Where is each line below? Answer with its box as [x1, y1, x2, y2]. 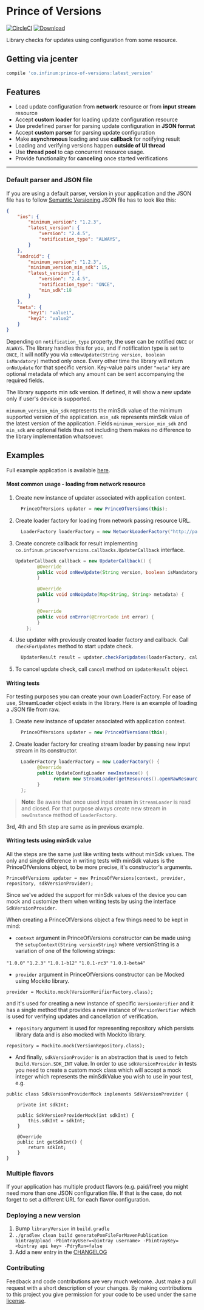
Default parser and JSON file [6, 175, 93, 184]
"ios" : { [17, 213, 39, 220]
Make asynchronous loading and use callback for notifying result [15, 135, 180, 143]
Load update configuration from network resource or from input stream [15, 103, 196, 110]
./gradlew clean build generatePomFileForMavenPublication [15, 1233, 168, 1239]
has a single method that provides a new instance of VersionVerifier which [6, 1006, 196, 1013]
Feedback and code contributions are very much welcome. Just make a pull [6, 1278, 196, 1285]
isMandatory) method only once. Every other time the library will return [6, 357, 183, 364]
